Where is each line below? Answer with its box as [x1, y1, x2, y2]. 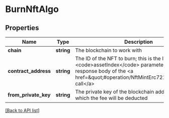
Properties [5, 24, 39, 32]
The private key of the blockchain [75, 88, 154, 95]
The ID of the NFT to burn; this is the [75, 55, 161, 62]
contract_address [8, 68, 51, 74]
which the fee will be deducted [75, 94, 148, 101]
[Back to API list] [5, 107, 40, 113]
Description [124, 39, 153, 45]
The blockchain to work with [75, 47, 142, 54]
